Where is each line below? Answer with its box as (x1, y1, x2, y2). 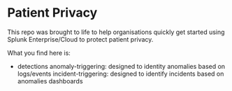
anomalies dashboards (17, 76, 83, 85)
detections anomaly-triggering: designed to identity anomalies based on (17, 62, 226, 70)
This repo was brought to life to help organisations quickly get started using (7, 28, 225, 36)
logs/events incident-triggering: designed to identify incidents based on (17, 69, 224, 78)
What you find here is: (7, 49, 71, 57)
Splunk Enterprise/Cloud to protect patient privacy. (7, 35, 154, 43)
